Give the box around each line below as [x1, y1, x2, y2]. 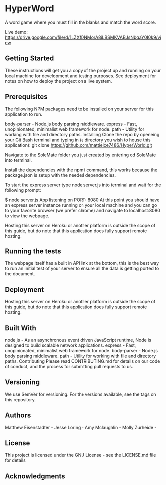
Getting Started [5, 54, 54, 63]
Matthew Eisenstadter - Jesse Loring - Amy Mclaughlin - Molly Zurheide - [5, 424, 157, 430]
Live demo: [5, 29, 28, 35]
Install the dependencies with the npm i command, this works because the [5, 167, 158, 173]
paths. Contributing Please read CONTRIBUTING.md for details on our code [5, 358, 160, 364]
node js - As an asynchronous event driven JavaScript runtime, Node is [5, 337, 152, 343]
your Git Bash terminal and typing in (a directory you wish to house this [5, 137, 151, 143]
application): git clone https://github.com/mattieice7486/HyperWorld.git [5, 142, 152, 148]
